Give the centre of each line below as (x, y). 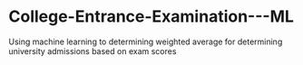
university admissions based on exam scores (93, 51)
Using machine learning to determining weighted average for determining (146, 42)
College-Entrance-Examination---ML (151, 17)
